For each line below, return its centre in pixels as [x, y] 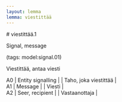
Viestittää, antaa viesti [33, 68]
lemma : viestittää [29, 17]
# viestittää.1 [21, 34]
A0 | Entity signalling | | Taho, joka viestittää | [62, 80]
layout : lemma [24, 12]
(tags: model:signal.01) [34, 57]
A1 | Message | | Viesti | [35, 86]
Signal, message [26, 46]
